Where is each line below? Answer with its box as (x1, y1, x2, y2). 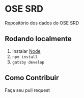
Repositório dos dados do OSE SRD (5, 20, 79, 26)
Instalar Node (12, 48, 41, 54)
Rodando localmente (5, 35, 72, 43)
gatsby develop (12, 59, 45, 65)
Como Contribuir (5, 74, 59, 82)
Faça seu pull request (5, 87, 50, 93)
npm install (12, 54, 38, 59)
